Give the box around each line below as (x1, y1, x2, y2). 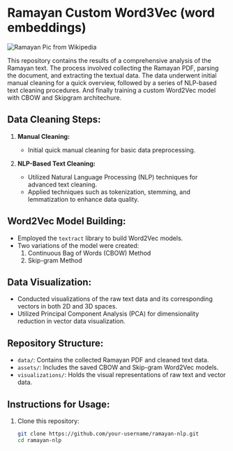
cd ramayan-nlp (17, 436, 62, 444)
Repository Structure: (7, 337, 104, 349)
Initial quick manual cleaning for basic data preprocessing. (27, 145, 196, 154)
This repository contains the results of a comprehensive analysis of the (7, 56, 211, 64)
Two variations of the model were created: (17, 241, 140, 249)
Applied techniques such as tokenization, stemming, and (27, 187, 190, 196)
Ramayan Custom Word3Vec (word (7, 5, 215, 21)
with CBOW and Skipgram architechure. (7, 93, 122, 102)
